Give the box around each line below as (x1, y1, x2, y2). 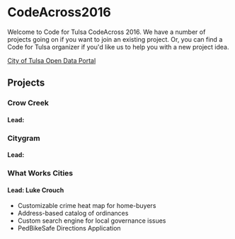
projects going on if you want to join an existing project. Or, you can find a (7, 35, 223, 43)
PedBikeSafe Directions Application (17, 224, 122, 233)
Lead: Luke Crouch (7, 185, 64, 194)
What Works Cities (7, 168, 74, 178)
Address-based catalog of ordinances (17, 209, 129, 218)
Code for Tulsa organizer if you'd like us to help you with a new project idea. (7, 42, 229, 51)
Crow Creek (7, 98, 50, 108)
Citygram (7, 133, 40, 143)
